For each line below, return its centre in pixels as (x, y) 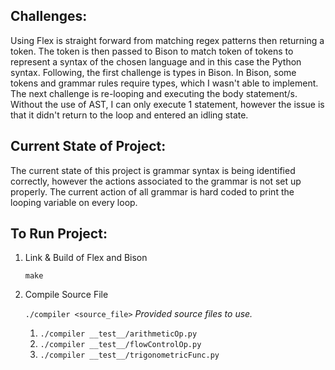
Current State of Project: (88, 146)
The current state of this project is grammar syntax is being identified (153, 170)
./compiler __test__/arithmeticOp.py (118, 334)
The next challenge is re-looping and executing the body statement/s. (154, 93)
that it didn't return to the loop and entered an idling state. (129, 115)
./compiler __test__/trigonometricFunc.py (129, 355)
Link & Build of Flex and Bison (86, 258)
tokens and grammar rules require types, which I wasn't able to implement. (164, 83)
